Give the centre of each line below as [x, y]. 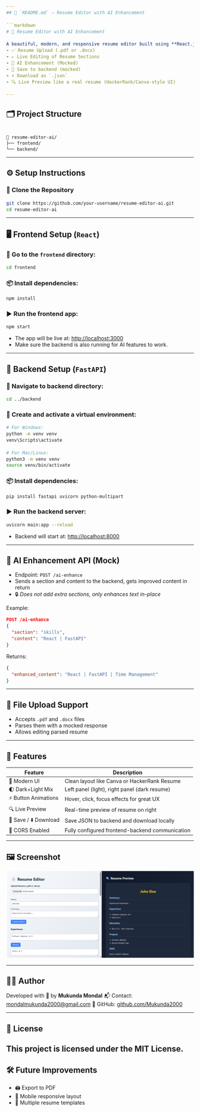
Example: [18, 608]
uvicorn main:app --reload [40, 525]
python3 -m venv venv [33, 459]
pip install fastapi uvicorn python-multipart [65, 496]
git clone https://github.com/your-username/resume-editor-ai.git [90, 203]
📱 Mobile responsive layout [48, 1096]
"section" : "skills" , [38, 633]
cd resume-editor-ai [32, 210]
